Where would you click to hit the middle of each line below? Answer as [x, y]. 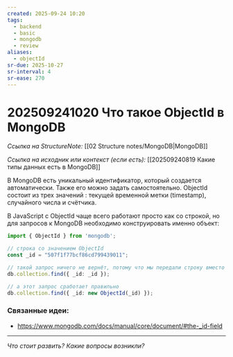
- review [26, 46]
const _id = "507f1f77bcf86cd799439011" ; [68, 255]
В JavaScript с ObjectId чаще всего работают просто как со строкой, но [114, 216]
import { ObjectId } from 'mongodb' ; [62, 236]
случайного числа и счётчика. [52, 202]
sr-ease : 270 [26, 78]
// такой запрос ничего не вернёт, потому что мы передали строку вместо [116, 268]
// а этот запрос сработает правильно [63, 286]
